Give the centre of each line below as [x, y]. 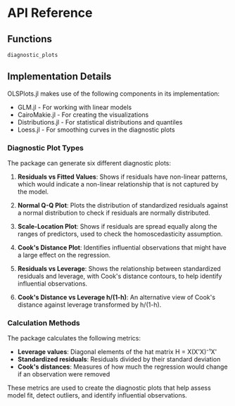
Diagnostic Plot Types [46, 148]
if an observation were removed [64, 374]
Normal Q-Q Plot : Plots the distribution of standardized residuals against [123, 205]
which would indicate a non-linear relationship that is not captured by [118, 184]
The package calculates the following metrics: [74, 338]
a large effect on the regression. [64, 255]
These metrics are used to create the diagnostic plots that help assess [109, 388]
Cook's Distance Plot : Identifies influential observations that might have [122, 248]
